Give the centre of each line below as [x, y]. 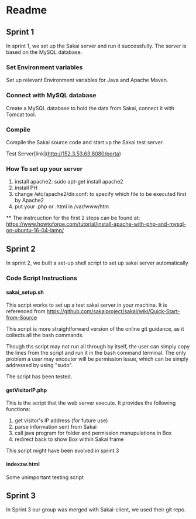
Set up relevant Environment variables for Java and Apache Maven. [87, 80]
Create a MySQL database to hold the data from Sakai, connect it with [90, 108]
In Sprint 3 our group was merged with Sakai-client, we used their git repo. [96, 510]
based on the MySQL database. [44, 52]
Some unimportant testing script [45, 477]
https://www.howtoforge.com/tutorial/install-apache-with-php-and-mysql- [96, 224]
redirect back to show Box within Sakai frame [69, 439]
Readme [27, 10]
